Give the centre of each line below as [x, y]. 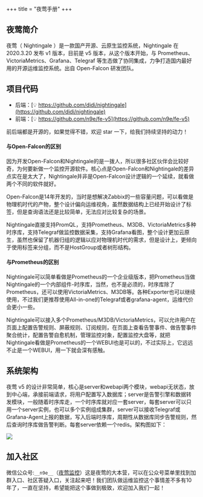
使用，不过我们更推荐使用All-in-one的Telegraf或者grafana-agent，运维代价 [100, 300]
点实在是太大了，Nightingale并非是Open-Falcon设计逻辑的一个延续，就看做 [100, 176]
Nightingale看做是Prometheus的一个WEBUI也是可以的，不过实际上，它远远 [100, 343]
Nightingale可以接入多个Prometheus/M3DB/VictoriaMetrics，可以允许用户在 [101, 320]
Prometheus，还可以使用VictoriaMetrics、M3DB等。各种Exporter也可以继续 [101, 292]
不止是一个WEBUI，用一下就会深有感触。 [57, 350]
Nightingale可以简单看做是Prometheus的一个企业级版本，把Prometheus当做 [101, 277]
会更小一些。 [22, 307]
